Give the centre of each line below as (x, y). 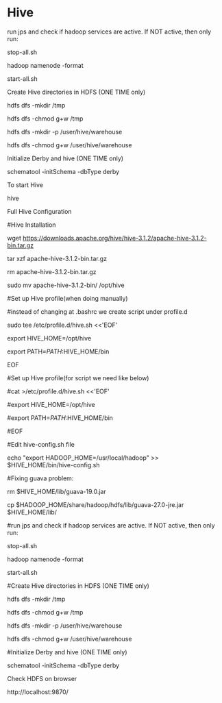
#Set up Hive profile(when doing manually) (67, 298)
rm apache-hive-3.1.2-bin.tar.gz (52, 271)
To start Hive (25, 185)
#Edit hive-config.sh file (41, 444)
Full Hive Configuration (39, 211)
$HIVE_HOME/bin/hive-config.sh (53, 465)
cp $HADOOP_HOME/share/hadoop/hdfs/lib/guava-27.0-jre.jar (96, 504)
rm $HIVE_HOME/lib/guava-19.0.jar (57, 491)
